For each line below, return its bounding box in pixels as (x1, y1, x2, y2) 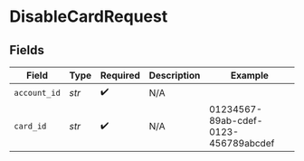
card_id (14, 121, 47, 131)
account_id (14, 88, 61, 98)
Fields (9, 43, 45, 58)
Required (100, 70, 140, 81)
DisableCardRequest (9, 6, 168, 27)
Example (230, 70, 269, 81)
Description (148, 70, 201, 81)
